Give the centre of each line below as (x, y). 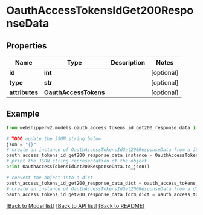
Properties (27, 46)
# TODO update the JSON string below (54, 139)
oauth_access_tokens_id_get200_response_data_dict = (74, 183)
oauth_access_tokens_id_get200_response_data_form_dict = (81, 194)
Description (128, 63)
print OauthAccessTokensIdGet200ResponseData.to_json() (78, 167)
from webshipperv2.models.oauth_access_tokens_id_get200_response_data (98, 127)
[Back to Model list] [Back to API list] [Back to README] (76, 206)
